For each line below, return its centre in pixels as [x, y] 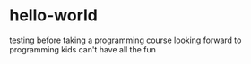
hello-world [54, 16]
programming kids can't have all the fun [83, 49]
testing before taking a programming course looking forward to [125, 40]
